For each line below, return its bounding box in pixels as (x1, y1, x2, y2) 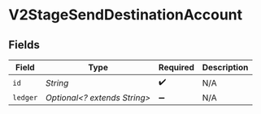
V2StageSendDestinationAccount (8, 6, 243, 24)
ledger (12, 93, 38, 102)
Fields (8, 38, 41, 52)
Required (158, 62, 195, 73)
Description (202, 62, 249, 73)
